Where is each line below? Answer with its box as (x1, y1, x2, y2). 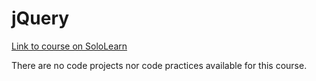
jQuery (11, 7, 70, 30)
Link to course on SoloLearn (11, 40, 128, 52)
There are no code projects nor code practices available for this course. (11, 59, 308, 71)
